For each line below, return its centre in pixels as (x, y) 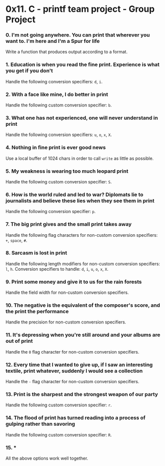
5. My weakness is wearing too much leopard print (67, 171)
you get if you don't (29, 71)
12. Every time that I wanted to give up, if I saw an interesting (79, 364)
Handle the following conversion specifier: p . (51, 212)
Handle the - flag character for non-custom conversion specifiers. (72, 382)
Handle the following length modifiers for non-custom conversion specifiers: (83, 264)
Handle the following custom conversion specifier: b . (59, 105)
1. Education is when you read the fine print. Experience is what (83, 65)
